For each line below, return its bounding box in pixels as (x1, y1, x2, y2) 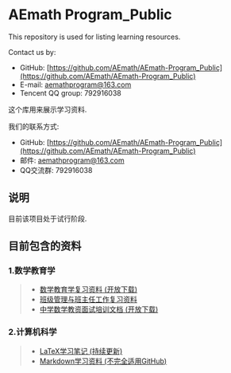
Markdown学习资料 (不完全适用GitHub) (39, 356, 167, 366)
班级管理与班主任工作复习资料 (39, 295, 137, 304)
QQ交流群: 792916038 (19, 165, 93, 175)
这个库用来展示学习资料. (8, 104, 87, 114)
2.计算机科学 (8, 327, 57, 338)
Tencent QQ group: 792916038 (19, 88, 121, 97)
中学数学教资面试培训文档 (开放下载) (39, 304, 159, 314)
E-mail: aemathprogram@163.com (19, 80, 132, 89)
